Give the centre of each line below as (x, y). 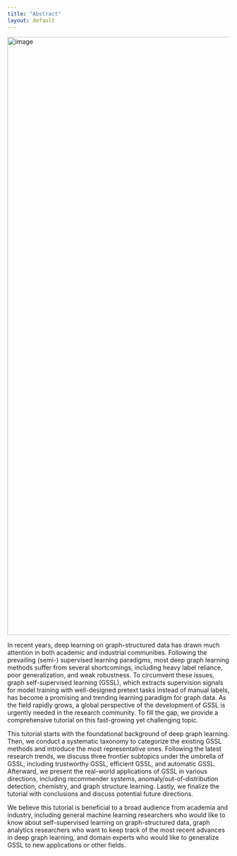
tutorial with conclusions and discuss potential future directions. (101, 793)
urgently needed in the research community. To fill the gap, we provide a (113, 712)
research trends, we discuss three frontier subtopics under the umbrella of (116, 756)
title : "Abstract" (34, 14)
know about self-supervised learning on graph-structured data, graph (109, 822)
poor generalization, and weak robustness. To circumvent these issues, (111, 674)
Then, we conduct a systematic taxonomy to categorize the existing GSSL (115, 741)
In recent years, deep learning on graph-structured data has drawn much (114, 645)
